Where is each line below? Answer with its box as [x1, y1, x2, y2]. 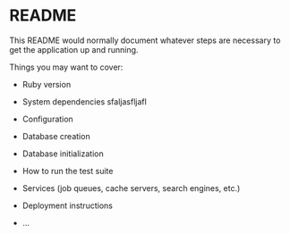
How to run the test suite [21, 165, 114, 176]
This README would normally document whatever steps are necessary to [9, 35, 281, 46]
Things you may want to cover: [9, 62, 124, 72]
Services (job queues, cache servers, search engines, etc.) [21, 182, 241, 193]
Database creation [21, 130, 91, 141]
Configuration [21, 113, 73, 124]
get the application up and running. [9, 44, 139, 54]
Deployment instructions [21, 200, 114, 211]
